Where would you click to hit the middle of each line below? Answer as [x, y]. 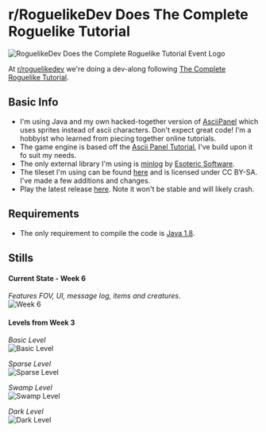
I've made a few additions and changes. [85, 180]
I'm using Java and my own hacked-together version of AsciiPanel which [139, 121]
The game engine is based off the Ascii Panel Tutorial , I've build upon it [136, 147]
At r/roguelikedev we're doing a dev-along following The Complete [117, 68]
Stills [21, 258]
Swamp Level [31, 388]
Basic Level [27, 340]
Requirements [44, 214]
